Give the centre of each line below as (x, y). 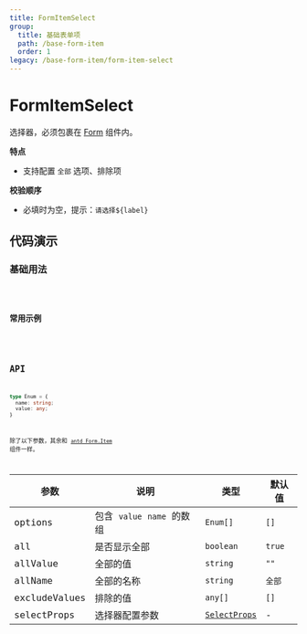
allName (33, 581)
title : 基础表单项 (49, 35)
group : (22, 26)
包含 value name (131, 517)
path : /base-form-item (61, 43)
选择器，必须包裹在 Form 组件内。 (74, 132)
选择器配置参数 (127, 616)
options (33, 522)
